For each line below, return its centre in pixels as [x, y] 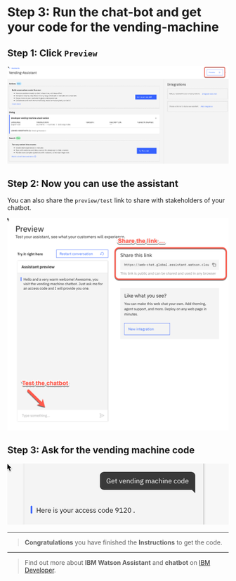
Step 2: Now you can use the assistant [93, 183]
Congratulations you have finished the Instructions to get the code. [123, 542]
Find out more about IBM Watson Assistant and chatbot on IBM [117, 562]
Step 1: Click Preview [52, 53]
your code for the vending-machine [113, 27]
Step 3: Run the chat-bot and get [104, 12]
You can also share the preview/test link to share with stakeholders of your [116, 200]
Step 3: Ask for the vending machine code [101, 450]
